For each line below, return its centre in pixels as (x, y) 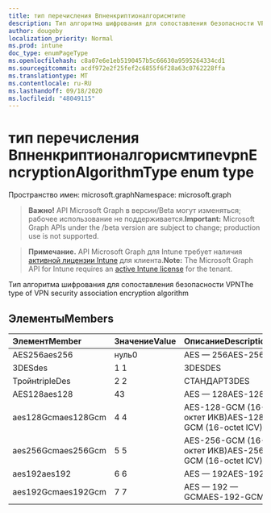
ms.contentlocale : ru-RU (50, 83)
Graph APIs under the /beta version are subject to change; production (144, 227)
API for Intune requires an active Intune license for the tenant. (130, 269)
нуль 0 (126, 355)
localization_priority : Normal (61, 38)
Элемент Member (47, 341)
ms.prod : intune (35, 46)
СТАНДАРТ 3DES (217, 381)
